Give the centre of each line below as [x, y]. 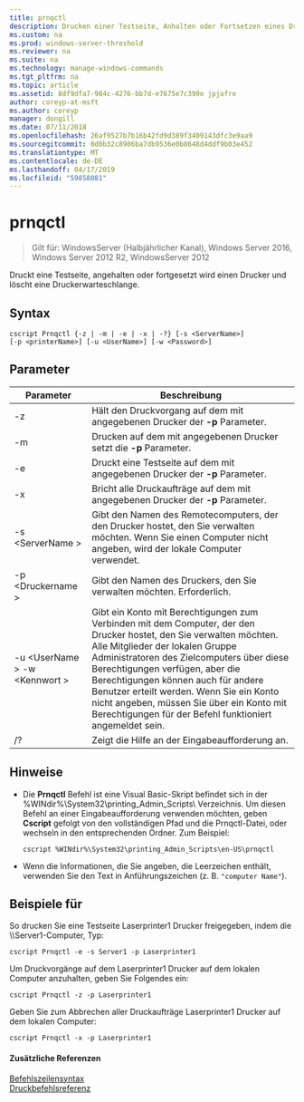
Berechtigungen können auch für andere [178, 680]
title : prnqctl [38, 18]
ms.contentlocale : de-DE [56, 161]
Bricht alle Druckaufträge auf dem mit [171, 488]
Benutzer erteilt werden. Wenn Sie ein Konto [185, 691]
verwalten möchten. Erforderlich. [161, 592]
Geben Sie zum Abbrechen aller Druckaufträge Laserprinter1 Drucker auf [145, 1012]
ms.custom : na [36, 34]
